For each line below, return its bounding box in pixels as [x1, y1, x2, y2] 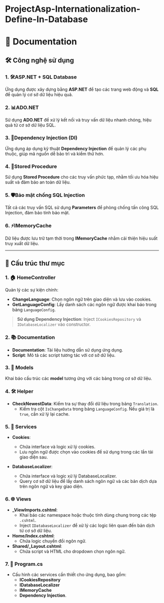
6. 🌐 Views [5, 496, 32, 502]
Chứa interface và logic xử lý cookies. [19, 444, 96, 450]
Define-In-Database [5, 14, 88, 25]
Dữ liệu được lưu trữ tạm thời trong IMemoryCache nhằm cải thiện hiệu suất [5, 235, 158, 241]
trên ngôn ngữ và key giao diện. [19, 483, 83, 489]
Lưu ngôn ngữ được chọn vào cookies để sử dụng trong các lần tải [19, 449, 154, 455]
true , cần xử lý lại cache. [19, 411, 70, 417]
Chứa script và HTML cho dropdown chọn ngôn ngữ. [19, 548, 126, 554]
